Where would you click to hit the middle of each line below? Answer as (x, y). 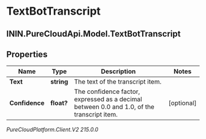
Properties (27, 54)
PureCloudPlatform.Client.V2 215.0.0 (52, 130)
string (59, 82)
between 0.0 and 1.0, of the (114, 107)
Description (118, 71)
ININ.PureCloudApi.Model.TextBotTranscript (93, 34)
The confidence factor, (107, 91)
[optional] (182, 103)
